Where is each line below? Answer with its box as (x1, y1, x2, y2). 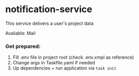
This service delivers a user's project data (5, 20, 94, 26)
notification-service (5, 4, 92, 15)
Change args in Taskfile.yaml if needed (12, 60, 96, 66)
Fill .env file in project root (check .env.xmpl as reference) (12, 54, 134, 60)
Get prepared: (5, 43, 41, 50)
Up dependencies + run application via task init (12, 65, 117, 71)
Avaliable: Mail (5, 30, 36, 36)
